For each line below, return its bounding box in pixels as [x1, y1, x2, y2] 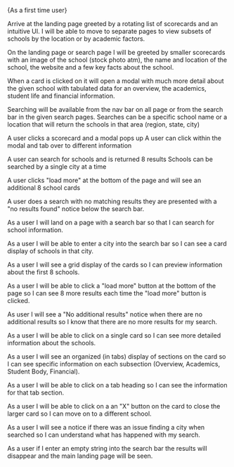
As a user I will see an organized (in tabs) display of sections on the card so [7, 352, 226, 361]
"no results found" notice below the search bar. [7, 205, 145, 213]
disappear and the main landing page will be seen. [7, 452, 153, 460]
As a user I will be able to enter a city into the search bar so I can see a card [7, 239, 227, 248]
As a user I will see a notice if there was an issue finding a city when [7, 423, 205, 431]
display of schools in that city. [7, 247, 93, 255]
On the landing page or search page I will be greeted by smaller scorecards [7, 49, 226, 56]
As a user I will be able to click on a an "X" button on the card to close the [7, 402, 221, 410]
